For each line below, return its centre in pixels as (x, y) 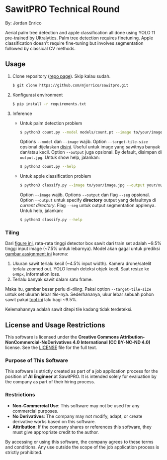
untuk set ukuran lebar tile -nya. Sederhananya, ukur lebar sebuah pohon (80, 294)
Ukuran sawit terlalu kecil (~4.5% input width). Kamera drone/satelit (82, 264)
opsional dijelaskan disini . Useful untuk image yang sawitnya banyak (90, 147)
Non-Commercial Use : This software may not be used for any (76, 405)
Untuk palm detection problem (51, 123)
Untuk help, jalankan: (41, 211)
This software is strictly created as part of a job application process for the (82, 371)
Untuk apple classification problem (55, 176)
